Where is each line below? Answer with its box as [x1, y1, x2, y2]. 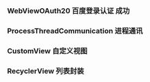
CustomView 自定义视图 [7, 46, 88, 55]
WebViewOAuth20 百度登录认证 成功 [7, 5, 130, 15]
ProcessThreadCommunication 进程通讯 [7, 26, 143, 36]
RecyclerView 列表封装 [7, 66, 84, 76]
